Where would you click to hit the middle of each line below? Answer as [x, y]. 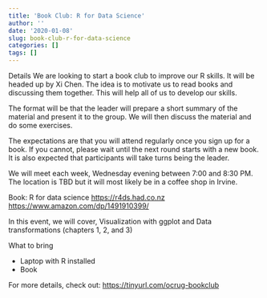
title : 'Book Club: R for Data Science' [77, 16]
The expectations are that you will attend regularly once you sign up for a [129, 141]
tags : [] [23, 53]
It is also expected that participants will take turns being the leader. [119, 158]
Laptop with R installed [58, 261]
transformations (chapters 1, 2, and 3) [71, 230]
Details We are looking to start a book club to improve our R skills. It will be [131, 76]
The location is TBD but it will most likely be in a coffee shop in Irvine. [123, 182]
